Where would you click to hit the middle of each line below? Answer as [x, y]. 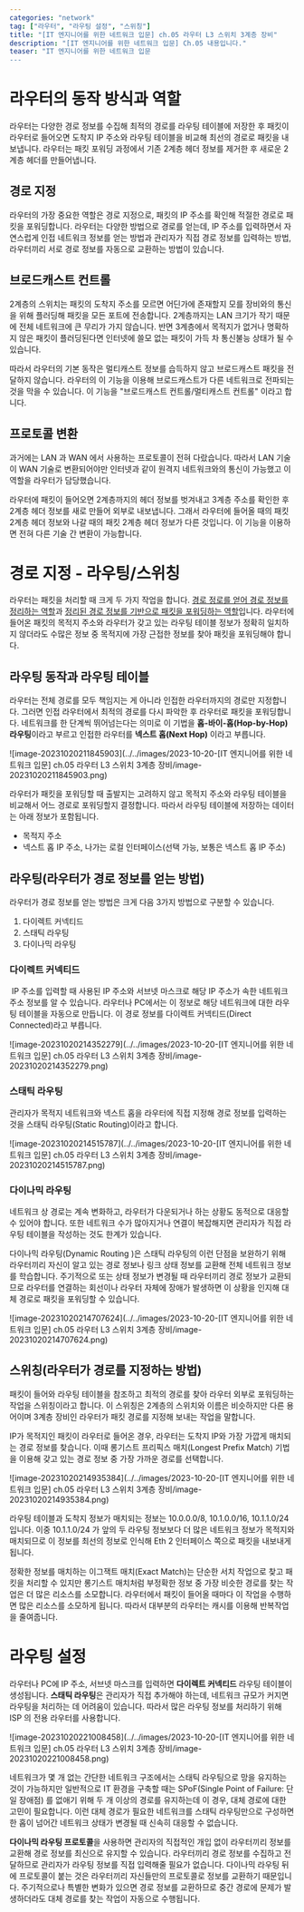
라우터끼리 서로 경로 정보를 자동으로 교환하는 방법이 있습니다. [117, 249]
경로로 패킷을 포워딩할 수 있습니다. [79, 1299]
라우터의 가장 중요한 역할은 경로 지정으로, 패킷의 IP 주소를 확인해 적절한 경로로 [147, 215]
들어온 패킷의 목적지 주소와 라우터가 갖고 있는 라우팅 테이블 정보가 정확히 [137, 623]
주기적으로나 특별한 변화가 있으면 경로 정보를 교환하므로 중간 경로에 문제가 [152, 1887]
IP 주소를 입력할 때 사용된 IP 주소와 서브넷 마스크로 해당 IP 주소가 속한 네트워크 [150, 991]
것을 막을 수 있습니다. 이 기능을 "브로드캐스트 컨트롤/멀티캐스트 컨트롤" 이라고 [146, 391]
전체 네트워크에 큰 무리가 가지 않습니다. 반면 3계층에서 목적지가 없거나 [142, 327]
